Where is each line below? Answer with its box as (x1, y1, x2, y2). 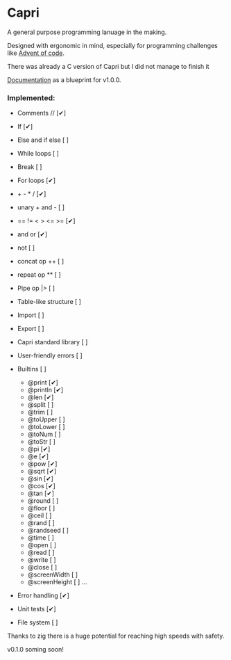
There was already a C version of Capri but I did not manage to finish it (7, 62, 209, 70)
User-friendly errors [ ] (17, 351, 83, 360)
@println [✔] (27, 386, 64, 394)
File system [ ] (17, 618, 58, 627)
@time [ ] (27, 533, 54, 542)
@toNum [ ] (27, 430, 61, 439)
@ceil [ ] (27, 511, 52, 520)
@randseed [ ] (27, 526, 69, 535)
